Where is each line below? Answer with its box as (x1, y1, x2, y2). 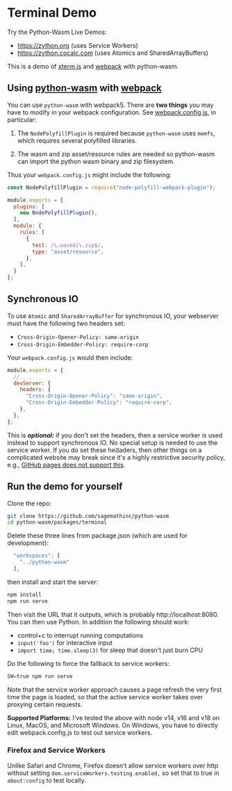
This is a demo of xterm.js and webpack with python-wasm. (7, 62, 179, 70)
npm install (7, 591, 42, 598)
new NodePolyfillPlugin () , (19, 210, 98, 217)
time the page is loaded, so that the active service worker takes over (7, 692, 204, 701)
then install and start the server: (7, 578, 99, 586)
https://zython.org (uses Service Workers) (17, 41, 139, 49)
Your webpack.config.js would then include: (7, 353, 133, 362)
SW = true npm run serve (7, 672, 73, 680)
